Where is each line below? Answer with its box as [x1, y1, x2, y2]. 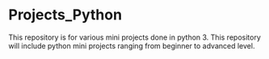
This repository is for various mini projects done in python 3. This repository [8, 32, 261, 42]
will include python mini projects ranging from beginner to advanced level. [8, 40, 255, 50]
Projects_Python [8, 6, 123, 24]
